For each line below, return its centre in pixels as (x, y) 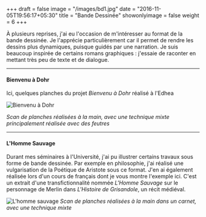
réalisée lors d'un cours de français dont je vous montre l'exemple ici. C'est (102, 177)
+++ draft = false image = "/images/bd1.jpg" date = (71, 9)
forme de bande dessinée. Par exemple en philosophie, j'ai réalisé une (95, 163)
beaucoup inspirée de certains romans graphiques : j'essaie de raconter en (101, 53)
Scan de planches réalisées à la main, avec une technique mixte (88, 117)
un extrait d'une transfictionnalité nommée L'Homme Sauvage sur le (93, 183)
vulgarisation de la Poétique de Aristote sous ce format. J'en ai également (100, 170)
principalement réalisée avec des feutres (58, 124)
